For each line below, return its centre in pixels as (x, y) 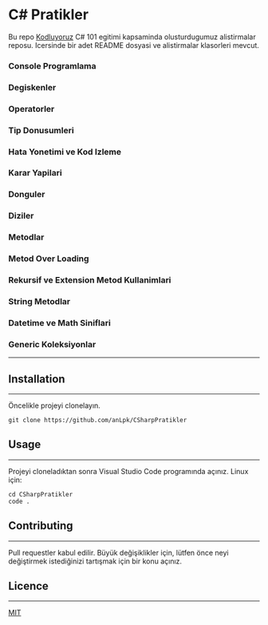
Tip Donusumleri (41, 130)
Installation (37, 379)
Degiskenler (32, 87)
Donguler (27, 195)
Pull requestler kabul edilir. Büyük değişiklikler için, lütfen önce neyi (118, 552)
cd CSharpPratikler (41, 494)
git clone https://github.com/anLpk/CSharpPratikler (98, 421)
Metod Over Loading (49, 259)
